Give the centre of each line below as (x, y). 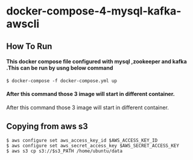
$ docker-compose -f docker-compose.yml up (62, 81)
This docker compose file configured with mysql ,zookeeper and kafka (96, 62)
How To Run (29, 46)
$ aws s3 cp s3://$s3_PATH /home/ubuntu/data (64, 151)
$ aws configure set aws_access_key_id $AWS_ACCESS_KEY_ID (82, 140)
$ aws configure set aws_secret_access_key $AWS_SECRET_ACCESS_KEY (93, 146)
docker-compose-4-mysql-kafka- (94, 11)
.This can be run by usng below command (60, 68)
